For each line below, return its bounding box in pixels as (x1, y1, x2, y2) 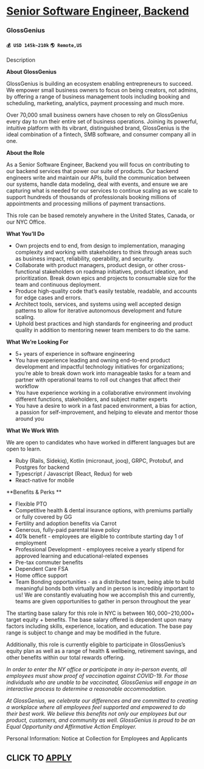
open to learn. (6, 445, 41, 453)
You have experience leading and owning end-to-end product (15, 356, 171, 364)
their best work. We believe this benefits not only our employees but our (6, 710, 187, 718)
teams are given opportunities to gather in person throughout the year (15, 598, 191, 605)
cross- (169, 262, 186, 269)
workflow (15, 383, 39, 390)
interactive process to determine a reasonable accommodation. (6, 685, 167, 693)
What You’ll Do (6, 230, 44, 238)
